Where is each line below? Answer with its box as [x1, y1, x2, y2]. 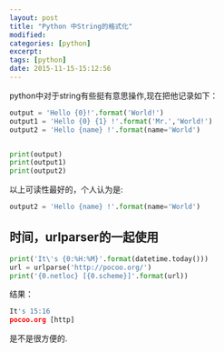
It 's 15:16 [9, 307, 51, 317]
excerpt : [9, 47, 43, 56]
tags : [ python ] [9, 55, 67, 65]
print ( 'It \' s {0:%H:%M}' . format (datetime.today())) [9, 254, 209, 264]
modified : [9, 30, 47, 39]
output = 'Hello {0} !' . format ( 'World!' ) [9, 108, 165, 117]
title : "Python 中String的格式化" [9, 22, 133, 31]
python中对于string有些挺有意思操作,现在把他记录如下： [9, 90, 219, 101]
